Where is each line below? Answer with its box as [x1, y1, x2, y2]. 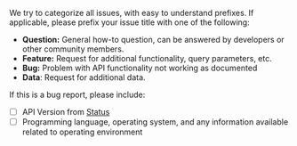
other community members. [21, 44, 124, 54]
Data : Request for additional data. [21, 72, 146, 83]
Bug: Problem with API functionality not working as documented [21, 62, 258, 73]
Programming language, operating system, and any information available [21, 117, 289, 127]
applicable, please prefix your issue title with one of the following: [9, 17, 251, 28]
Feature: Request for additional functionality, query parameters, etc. [21, 53, 273, 63]
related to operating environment [21, 126, 143, 137]
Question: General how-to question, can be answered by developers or [21, 35, 285, 45]
